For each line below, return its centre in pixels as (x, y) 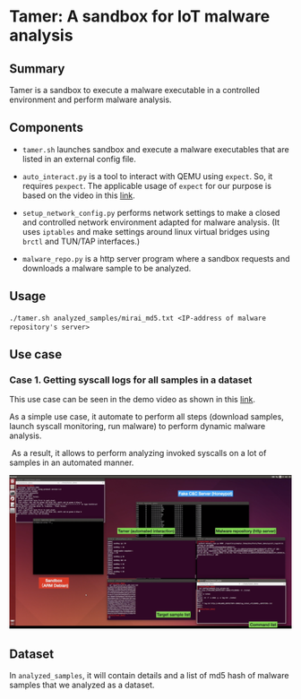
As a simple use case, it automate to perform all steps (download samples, (146, 417)
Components (46, 128)
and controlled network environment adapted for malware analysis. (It (151, 222)
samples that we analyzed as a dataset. (82, 685)
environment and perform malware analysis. (90, 99)
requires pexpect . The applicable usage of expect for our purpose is (146, 186)
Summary (37, 69)
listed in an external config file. (79, 159)
